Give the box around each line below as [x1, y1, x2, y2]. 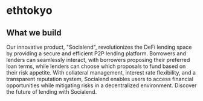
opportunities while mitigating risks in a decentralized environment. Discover [6, 82, 197, 89]
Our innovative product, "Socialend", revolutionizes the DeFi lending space [6, 43, 192, 50]
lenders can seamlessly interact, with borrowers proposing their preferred [6, 57, 190, 63]
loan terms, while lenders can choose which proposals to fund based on [6, 63, 186, 70]
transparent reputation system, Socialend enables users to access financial [6, 76, 193, 82]
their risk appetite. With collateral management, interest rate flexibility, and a [6, 69, 196, 76]
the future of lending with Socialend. [6, 88, 97, 95]
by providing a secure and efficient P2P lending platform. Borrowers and [6, 50, 186, 57]
